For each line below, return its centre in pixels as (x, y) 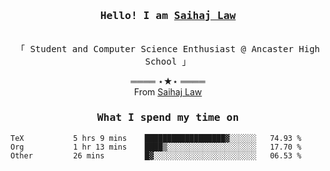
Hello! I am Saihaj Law (168, 15)
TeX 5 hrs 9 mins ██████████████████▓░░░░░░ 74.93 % (156, 138)
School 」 (168, 62)
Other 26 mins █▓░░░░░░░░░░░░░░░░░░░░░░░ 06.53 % (156, 155)
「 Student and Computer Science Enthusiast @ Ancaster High (167, 49)
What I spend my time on (168, 117)
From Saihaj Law (168, 92)
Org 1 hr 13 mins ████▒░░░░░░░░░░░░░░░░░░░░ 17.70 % (156, 147)
